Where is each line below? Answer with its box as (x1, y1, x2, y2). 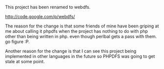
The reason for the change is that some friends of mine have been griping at (5, 23, 159, 29)
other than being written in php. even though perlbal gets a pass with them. (5, 34, 157, 39)
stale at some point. (5, 59, 45, 64)
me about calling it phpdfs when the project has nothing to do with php (5, 28, 148, 34)
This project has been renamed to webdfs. (5, 4, 91, 10)
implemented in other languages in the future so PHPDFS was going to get (5, 53, 155, 59)
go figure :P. (5, 39, 30, 45)
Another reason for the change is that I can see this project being (5, 48, 137, 54)
